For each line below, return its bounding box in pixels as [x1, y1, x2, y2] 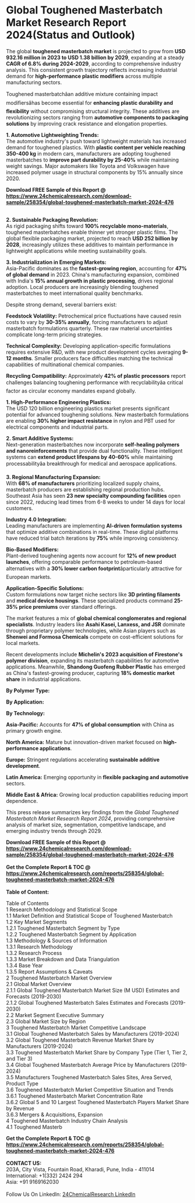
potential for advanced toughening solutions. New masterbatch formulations [6, 411, 189, 418]
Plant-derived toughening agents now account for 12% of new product [6, 552, 176, 559]
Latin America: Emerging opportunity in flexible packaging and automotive [6, 773, 189, 781]
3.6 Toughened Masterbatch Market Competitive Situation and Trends [6, 1086, 173, 1093]
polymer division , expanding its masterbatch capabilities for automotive [6, 657, 179, 664]
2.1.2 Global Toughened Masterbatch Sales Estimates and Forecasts [6, 999, 169, 1006]
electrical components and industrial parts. [6, 423, 109, 430]
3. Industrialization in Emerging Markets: [6, 258, 107, 266]
